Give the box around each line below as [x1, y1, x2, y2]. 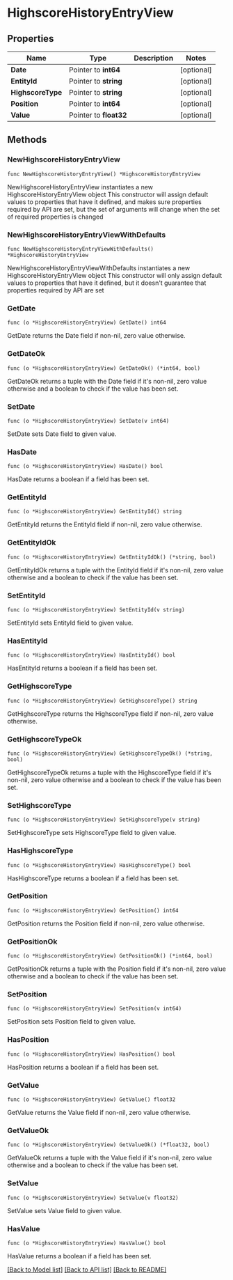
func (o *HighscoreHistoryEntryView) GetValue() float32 [7, 1096, 176, 1103]
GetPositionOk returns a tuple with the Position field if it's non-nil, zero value [7, 965, 226, 973]
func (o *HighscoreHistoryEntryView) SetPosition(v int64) [7, 1005, 182, 1013]
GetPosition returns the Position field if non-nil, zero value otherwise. [7, 919, 205, 928]
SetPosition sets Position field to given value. [7, 1017, 136, 1026]
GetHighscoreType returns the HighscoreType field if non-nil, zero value [7, 709, 214, 718]
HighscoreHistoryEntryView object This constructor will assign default [7, 190, 209, 198]
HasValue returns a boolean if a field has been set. [7, 1251, 152, 1260]
